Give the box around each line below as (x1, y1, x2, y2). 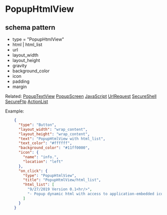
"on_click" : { (18, 168, 48, 173)
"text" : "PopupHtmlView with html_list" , (18, 136, 106, 141)
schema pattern (5, 23, 56, 32)
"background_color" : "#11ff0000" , (18, 145, 90, 151)
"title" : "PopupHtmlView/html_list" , (23, 177, 101, 183)
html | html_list (12, 42, 42, 48)
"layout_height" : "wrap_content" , (18, 131, 90, 137)
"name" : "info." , (23, 155, 59, 160)
